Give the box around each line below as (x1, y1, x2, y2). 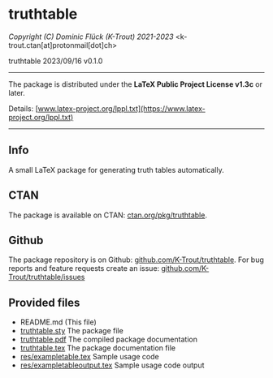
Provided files (8, 295, 80, 309)
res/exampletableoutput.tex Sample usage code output (19, 360, 205, 370)
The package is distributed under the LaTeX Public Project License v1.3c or (8, 79, 262, 89)
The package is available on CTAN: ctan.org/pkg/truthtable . (8, 210, 207, 220)
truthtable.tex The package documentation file (19, 343, 176, 353)
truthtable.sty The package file (19, 326, 123, 336)
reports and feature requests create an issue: (8, 264, 160, 273)
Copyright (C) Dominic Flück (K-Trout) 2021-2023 (8, 32, 174, 41)
